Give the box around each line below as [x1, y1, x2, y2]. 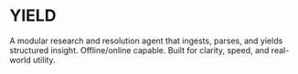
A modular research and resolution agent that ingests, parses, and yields [9, 35, 283, 46]
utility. [32, 54, 57, 65]
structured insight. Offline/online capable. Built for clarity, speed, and [9, 44, 270, 55]
